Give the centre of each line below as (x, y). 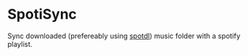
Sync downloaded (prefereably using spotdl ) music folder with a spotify (124, 36)
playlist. (20, 44)
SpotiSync (42, 14)
